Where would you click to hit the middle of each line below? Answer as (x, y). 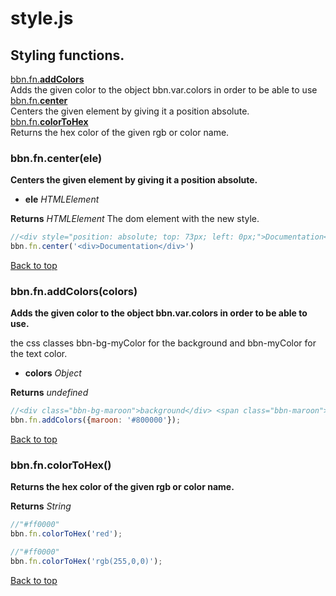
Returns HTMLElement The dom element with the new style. (135, 219)
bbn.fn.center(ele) (56, 158)
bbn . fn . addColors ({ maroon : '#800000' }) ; (96, 420)
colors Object (53, 373)
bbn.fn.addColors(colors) (74, 291)
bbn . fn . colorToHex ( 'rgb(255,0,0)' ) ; (86, 562)
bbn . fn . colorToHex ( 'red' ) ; (66, 534)
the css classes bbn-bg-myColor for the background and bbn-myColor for (163, 343)
